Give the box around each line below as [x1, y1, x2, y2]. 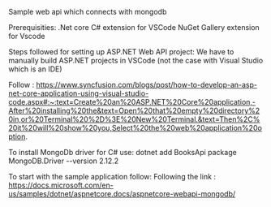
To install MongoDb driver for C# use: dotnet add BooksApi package [8, 148, 237, 157]
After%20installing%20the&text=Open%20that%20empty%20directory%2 [8, 106, 260, 115]
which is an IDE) [8, 64, 62, 74]
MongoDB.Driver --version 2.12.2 [8, 156, 119, 166]
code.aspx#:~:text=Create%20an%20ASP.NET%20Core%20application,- [8, 97, 256, 106]
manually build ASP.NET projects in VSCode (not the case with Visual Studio [8, 56, 264, 65]
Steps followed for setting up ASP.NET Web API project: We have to [8, 47, 234, 56]
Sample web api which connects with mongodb [8, 7, 167, 16]
